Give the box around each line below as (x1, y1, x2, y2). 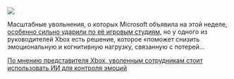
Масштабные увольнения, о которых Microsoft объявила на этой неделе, (7, 20, 228, 28)
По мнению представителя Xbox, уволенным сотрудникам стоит (7, 56, 203, 64)
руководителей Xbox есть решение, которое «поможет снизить (7, 35, 200, 43)
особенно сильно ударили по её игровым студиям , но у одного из (7, 28, 208, 36)
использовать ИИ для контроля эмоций (7, 63, 128, 72)
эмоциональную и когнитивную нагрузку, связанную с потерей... (7, 42, 205, 51)
